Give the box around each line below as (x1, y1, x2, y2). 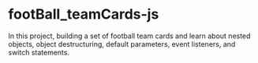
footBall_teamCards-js (8, 5, 159, 23)
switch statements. (8, 47, 69, 57)
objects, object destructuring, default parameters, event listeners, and (8, 39, 236, 48)
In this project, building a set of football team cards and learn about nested (8, 31, 251, 40)
